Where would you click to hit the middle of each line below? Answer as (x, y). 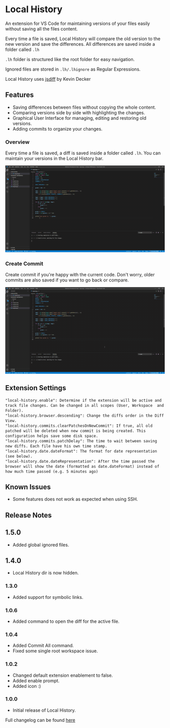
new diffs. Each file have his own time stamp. (56, 446)
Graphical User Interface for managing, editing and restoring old (79, 118)
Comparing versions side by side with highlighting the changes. (79, 112)
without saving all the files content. (42, 28)
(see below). (19, 456)
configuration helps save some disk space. (52, 436)
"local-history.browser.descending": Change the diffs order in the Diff (85, 416)
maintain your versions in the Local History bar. (54, 159)
